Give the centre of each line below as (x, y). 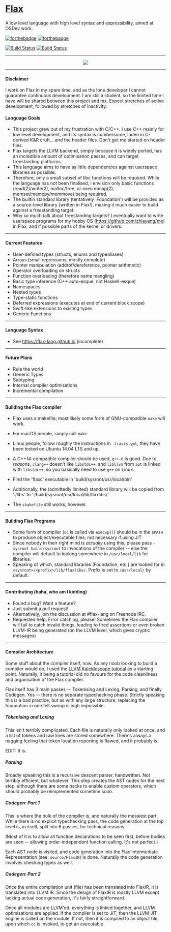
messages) (24, 636)
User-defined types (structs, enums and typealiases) (68, 254)
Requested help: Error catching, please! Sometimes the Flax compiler (85, 619)
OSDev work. (19, 28)
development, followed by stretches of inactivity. (56, 106)
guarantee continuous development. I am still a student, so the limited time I (84, 96)
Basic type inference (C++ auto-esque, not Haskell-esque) (74, 281)
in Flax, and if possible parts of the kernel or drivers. (67, 226)
